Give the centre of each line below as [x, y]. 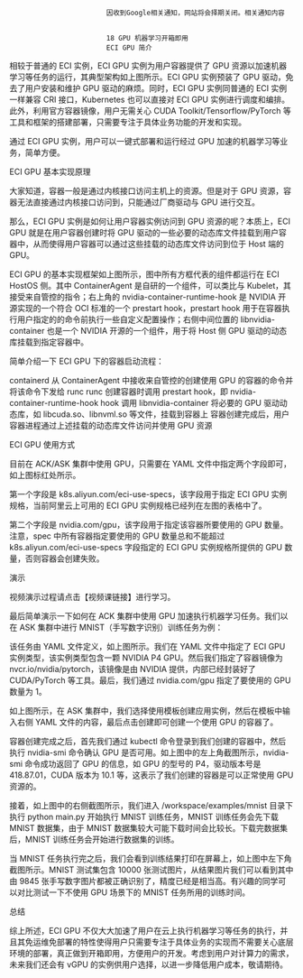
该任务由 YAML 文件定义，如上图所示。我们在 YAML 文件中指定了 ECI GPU [147, 646]
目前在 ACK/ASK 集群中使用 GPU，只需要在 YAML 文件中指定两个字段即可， [150, 464]
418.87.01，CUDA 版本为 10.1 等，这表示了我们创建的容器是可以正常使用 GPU [151, 775]
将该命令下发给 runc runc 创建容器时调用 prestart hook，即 [119, 392]
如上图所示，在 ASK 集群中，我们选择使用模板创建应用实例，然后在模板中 [146, 710]
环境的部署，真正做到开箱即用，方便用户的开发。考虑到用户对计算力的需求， [151, 953]
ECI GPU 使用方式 [42, 444]
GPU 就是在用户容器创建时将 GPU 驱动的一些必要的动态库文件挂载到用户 [144, 232]
